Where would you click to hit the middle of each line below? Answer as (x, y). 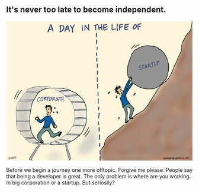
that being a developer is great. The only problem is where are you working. (99, 176)
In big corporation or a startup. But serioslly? (61, 183)
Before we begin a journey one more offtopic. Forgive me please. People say (99, 170)
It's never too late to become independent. (86, 10)
